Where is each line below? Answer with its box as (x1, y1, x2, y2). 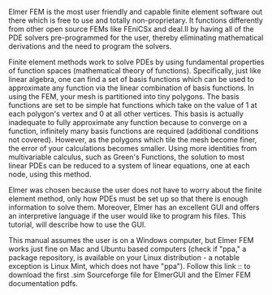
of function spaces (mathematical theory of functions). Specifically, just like (8, 66, 261, 76)
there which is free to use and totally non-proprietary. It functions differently (8, 15, 264, 25)
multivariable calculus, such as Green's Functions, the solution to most (8, 152, 245, 162)
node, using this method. (8, 170, 92, 179)
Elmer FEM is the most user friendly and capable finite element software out (8, 7, 263, 16)
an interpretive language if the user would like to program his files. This (8, 211, 247, 220)
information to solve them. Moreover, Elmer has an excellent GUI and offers (8, 202, 260, 212)
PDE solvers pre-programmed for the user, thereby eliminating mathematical (8, 33, 264, 42)
